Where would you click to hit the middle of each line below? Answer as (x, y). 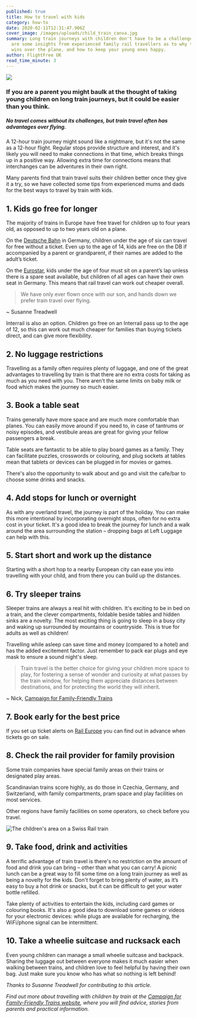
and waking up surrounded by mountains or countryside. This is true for (93, 627)
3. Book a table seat (43, 405)
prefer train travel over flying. (56, 301)
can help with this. (28, 537)
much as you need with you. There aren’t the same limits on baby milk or (94, 381)
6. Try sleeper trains (44, 594)
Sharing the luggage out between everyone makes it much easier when (92, 961)
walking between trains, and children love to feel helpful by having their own (98, 967)
